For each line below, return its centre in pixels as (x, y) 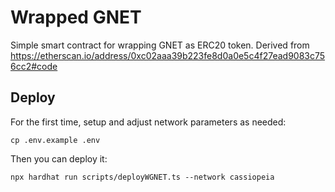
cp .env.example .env (55, 140)
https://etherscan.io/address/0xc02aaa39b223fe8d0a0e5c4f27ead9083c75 (168, 55)
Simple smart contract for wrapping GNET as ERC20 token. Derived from (160, 45)
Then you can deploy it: (59, 158)
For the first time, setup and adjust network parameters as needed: (148, 122)
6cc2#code (34, 66)
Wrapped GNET (76, 17)
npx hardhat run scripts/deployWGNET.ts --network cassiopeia (142, 177)
